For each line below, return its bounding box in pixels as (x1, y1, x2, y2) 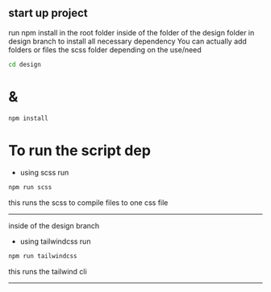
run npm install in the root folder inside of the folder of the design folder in (8, 27, 255, 37)
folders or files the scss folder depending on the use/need (8, 44, 202, 55)
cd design (8, 60, 42, 68)
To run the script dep (8, 141, 152, 159)
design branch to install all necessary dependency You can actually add (8, 36, 248, 46)
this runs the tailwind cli (8, 267, 87, 277)
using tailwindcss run (19, 236, 91, 246)
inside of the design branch (8, 221, 100, 231)
